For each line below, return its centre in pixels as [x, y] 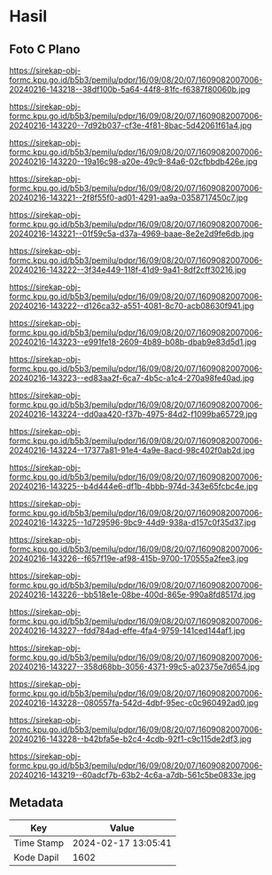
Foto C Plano [45, 49]
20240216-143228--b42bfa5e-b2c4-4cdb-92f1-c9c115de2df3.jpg [130, 739]
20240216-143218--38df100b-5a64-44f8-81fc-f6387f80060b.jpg [130, 89]
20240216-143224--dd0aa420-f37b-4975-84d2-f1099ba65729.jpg [133, 414]
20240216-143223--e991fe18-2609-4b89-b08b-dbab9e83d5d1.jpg [133, 342]
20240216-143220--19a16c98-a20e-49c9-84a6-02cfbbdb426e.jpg [134, 161]
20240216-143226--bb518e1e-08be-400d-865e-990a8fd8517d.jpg [132, 594]
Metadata [36, 803]
